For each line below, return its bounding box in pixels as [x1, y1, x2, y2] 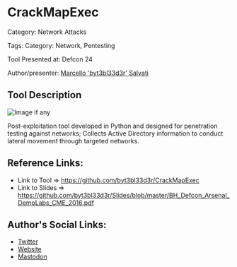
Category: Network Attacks [7, 28, 87, 36]
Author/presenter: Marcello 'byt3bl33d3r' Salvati [7, 69, 149, 77]
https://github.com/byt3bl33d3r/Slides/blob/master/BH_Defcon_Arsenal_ [17, 191, 230, 199]
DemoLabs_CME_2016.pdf [17, 198, 94, 207]
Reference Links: [7, 157, 83, 170]
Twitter [17, 237, 39, 246]
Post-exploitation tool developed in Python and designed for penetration [7, 121, 218, 130]
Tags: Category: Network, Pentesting [7, 41, 115, 49]
